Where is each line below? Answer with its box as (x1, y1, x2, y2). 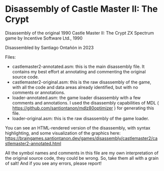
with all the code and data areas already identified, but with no (12, 84, 139, 90)
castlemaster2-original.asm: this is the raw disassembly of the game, (12, 79, 152, 85)
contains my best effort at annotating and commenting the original (12, 68, 146, 74)
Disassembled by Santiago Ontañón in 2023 (5, 44, 94, 50)
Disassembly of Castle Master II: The (5, 3, 158, 15)
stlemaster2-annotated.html (5, 140, 61, 146)
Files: (5, 54, 16, 60)
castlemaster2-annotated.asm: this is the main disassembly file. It (12, 64, 145, 69)
